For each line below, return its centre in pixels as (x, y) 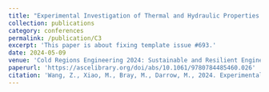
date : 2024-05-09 (37, 53)
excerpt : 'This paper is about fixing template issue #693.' (112, 46)
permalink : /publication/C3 (55, 38)
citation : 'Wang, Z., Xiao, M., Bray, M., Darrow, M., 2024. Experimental (136, 75)
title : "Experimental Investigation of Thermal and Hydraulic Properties (134, 16)
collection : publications (51, 23)
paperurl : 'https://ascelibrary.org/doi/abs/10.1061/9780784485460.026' (132, 68)
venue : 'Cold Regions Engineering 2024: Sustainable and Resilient (123, 61)
